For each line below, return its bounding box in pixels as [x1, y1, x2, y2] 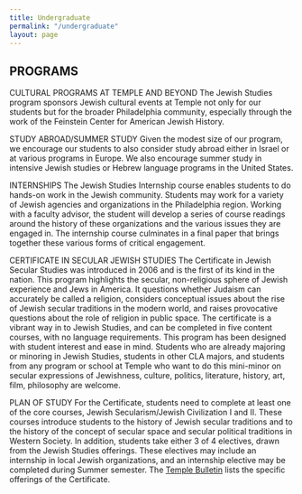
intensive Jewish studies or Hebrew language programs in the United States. [9, 163, 294, 173]
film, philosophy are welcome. [9, 380, 122, 391]
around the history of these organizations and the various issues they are [9, 219, 281, 229]
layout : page [9, 30, 59, 39]
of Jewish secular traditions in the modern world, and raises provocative [9, 303, 278, 314]
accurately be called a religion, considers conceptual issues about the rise [9, 294, 286, 304]
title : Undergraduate [9, 13, 91, 23]
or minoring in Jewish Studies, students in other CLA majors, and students [9, 351, 286, 362]
